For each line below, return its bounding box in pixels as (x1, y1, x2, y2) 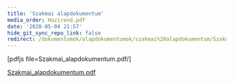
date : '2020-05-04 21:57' (7, 23, 82, 30)
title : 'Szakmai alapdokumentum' (7, 10, 104, 17)
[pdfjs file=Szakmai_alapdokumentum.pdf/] (7, 55, 132, 63)
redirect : (7, 36, 36, 43)
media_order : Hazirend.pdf (7, 17, 86, 24)
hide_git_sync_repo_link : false (7, 29, 101, 37)
